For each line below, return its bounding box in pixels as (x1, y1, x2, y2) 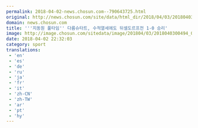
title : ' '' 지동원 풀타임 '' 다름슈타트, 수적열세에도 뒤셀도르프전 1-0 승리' (6, 25, 168, 31)
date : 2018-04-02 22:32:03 (6, 36, 72, 42)
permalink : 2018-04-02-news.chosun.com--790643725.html (6, 8, 146, 15)
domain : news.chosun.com (6, 19, 67, 25)
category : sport (6, 42, 46, 48)
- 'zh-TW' (8, 96, 33, 102)
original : (6, 14, 31, 20)
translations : (6, 47, 41, 53)
